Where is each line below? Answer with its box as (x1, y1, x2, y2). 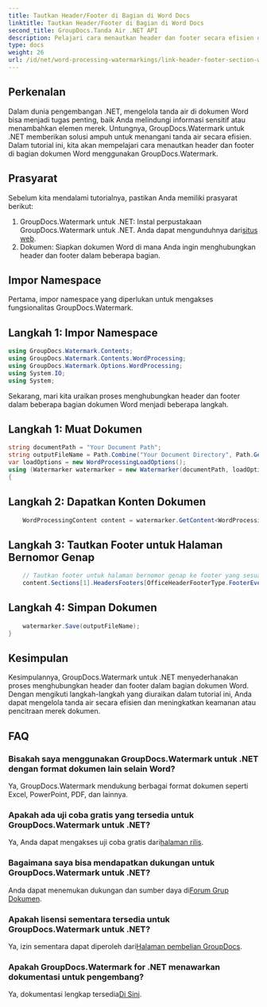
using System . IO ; (8, 369, 66, 378)
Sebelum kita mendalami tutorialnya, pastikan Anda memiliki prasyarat (8, 192, 238, 203)
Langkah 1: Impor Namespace (8, 326, 158, 339)
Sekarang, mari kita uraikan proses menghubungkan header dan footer (8, 391, 241, 401)
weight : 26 (8, 48, 44, 56)
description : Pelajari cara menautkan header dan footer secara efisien (8, 33, 254, 42)
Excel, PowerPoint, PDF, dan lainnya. (8, 790, 129, 799)
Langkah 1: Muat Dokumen (8, 422, 143, 436)
